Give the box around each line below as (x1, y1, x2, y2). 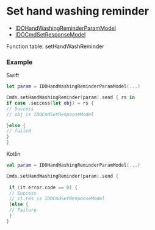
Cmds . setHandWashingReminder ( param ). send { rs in (6, 94, 135, 101)
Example (6, 58, 33, 66)
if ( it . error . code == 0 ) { (9, 184, 78, 190)
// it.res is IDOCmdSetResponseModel (9, 196, 105, 202)
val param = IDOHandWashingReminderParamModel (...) (6, 162, 140, 169)
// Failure (9, 207, 37, 214)
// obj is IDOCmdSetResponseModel (6, 111, 95, 117)
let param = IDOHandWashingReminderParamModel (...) (6, 83, 140, 89)
